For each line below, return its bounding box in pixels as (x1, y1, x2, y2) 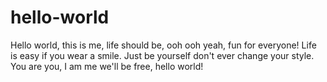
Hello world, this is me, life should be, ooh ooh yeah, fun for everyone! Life (10, 39, 317, 51)
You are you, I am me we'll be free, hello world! (10, 60, 204, 72)
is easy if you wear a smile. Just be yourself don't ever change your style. (10, 49, 315, 61)
